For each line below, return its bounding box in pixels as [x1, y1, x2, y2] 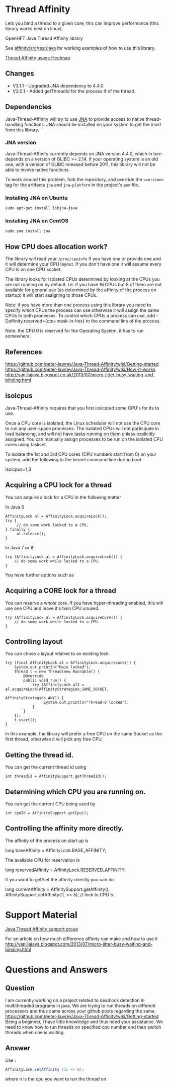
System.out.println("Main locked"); [14, 665, 92, 670]
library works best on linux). [5, 25, 63, 31]
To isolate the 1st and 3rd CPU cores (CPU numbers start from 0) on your [5, 451, 157, 457]
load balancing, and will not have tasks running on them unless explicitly [5, 431, 155, 437]
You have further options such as [5, 572, 74, 578]
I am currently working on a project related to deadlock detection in [5, 997, 145, 1003]
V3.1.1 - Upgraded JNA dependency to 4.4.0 [12, 82, 104, 89]
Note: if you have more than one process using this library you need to [5, 302, 151, 308]
